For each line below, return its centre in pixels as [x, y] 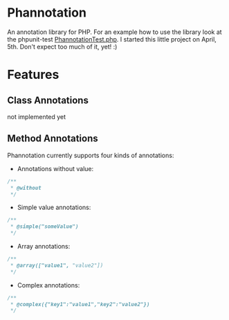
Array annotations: [44, 246]
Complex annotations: [48, 285]
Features [33, 75]
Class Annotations [48, 100]
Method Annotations [53, 139]
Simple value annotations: [54, 207]
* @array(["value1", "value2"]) [57, 265]
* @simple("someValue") [44, 226]
